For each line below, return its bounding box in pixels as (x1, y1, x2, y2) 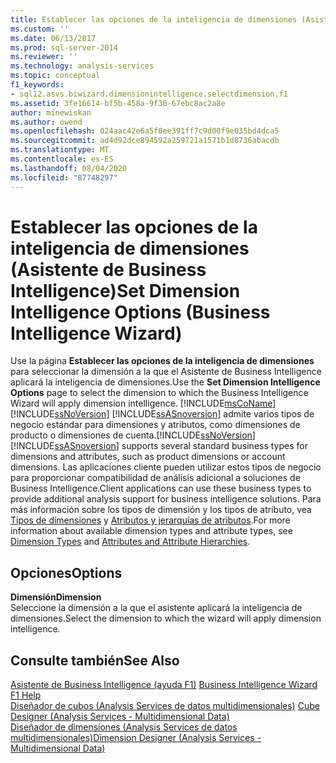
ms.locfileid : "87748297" (10, 172, 118, 183)
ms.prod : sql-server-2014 (10, 42, 118, 53)
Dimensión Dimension (10, 591, 102, 603)
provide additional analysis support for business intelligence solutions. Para (10, 493, 322, 505)
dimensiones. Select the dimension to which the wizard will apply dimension (10, 612, 322, 625)
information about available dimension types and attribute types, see (10, 525, 293, 537)
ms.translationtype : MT (10, 145, 110, 155)
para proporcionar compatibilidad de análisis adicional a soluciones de (10, 472, 301, 484)
